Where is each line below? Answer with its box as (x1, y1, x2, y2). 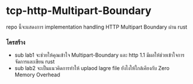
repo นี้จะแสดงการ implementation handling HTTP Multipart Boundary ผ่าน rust (6, 23, 188, 30)
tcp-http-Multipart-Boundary (6, 4, 152, 17)
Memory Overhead (14, 71, 60, 78)
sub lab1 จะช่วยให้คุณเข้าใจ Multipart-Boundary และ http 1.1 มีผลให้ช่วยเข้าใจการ (14, 51, 185, 59)
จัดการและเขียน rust (14, 58, 55, 65)
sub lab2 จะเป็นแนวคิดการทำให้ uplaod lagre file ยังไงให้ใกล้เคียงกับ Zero (14, 65, 170, 72)
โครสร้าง (6, 38, 26, 46)
